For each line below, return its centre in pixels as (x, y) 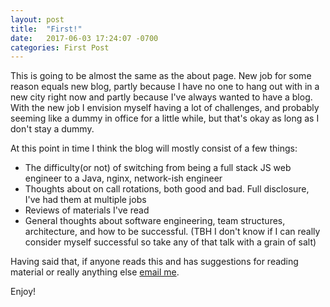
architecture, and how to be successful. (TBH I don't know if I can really (172, 232)
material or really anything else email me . (95, 272)
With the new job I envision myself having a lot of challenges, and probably (165, 108)
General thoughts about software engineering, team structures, (155, 221)
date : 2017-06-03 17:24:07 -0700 (84, 38)
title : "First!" (46, 29)
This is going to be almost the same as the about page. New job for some (161, 76)
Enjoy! (23, 292)
